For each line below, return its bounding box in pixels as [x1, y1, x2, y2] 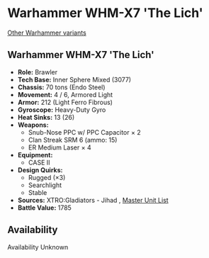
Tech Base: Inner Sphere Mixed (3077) [17, 75, 132, 84]
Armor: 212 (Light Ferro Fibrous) [17, 98, 113, 106]
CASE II [28, 158, 51, 167]
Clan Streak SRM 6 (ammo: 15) [28, 135, 118, 144]
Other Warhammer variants [7, 28, 86, 37]
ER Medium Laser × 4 [28, 143, 91, 152]
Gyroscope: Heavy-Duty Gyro [17, 105, 106, 114]
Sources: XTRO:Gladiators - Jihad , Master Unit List [17, 196, 169, 204]
